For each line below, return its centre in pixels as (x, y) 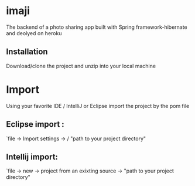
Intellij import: (32, 157)
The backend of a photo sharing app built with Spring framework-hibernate (97, 27)
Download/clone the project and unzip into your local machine (81, 66)
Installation (27, 52)
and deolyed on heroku (34, 33)
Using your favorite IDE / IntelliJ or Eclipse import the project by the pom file (98, 106)
